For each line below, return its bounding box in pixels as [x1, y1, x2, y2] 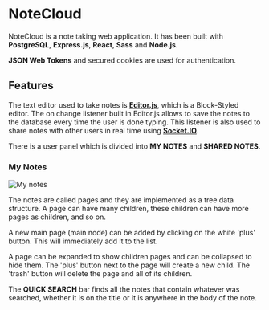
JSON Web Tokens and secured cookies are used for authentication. [8, 55, 237, 65]
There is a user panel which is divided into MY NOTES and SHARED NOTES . [8, 141, 261, 151]
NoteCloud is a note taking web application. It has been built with [8, 31, 223, 41]
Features [8, 79, 54, 92]
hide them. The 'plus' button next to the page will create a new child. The [8, 260, 251, 270]
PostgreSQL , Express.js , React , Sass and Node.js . [8, 39, 178, 49]
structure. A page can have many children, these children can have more [8, 204, 249, 214]
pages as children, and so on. [8, 212, 106, 222]
